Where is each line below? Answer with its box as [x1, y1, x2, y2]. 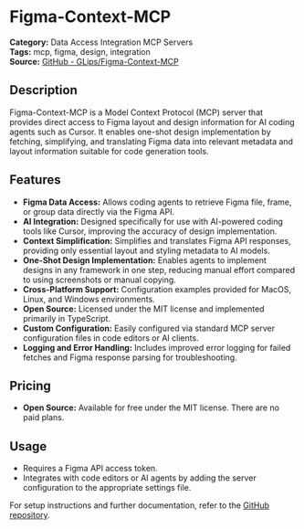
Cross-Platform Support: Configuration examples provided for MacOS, [22, 283, 292, 294]
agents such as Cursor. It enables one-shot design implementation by [9, 126, 271, 137]
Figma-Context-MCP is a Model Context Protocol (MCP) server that [9, 107, 263, 118]
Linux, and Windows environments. [22, 293, 155, 304]
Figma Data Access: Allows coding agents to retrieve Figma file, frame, [22, 196, 292, 207]
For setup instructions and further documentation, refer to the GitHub [9, 500, 270, 511]
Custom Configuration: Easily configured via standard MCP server [22, 323, 276, 333]
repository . [9, 510, 50, 521]
